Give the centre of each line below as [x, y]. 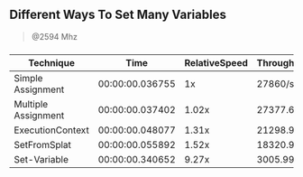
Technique [51, 62]
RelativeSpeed [216, 62]
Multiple [31, 104]
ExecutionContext [52, 130]
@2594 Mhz [55, 36]
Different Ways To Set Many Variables [118, 15]
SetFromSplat [43, 144]
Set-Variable [41, 159]
